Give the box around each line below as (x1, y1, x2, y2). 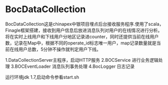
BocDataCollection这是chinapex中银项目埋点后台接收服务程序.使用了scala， (5, 21, 164, 27)
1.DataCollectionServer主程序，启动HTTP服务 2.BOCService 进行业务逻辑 (5, 57, 159, 63)
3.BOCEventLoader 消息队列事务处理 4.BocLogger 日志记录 (11, 63, 135, 69)
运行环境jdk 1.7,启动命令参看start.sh (5, 74, 79, 80)
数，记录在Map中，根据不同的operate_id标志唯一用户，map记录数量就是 (5, 39, 157, 46)
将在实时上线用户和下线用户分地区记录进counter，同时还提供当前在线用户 (5, 33, 159, 39)
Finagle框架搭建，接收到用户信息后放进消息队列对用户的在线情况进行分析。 (5, 27, 162, 33)
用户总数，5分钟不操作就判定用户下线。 (18, 46, 101, 52)
